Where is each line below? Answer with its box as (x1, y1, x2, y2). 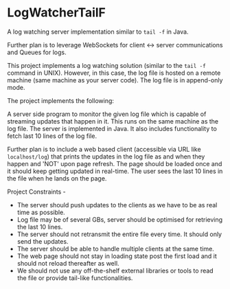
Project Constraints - (7, 187, 67, 196)
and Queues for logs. (7, 48, 67, 56)
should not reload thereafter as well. (16, 259, 119, 267)
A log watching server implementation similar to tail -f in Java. (7, 27, 189, 36)
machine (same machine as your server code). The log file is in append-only (7, 76, 223, 84)
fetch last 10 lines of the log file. (7, 132, 97, 140)
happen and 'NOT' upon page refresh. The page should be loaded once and (7, 159, 222, 167)
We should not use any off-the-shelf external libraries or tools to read (16, 266, 214, 275)
